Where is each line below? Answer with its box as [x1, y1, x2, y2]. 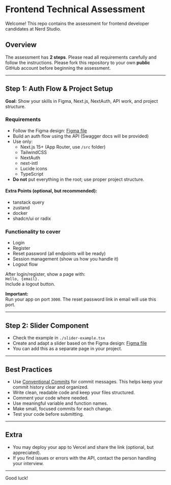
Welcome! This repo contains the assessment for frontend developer [5, 20, 150, 26]
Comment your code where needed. [12, 394, 89, 401]
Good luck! [5, 475, 28, 481]
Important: [5, 291, 28, 297]
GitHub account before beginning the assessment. [5, 65, 111, 71]
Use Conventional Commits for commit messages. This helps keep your [12, 378, 163, 385]
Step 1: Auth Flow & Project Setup [5, 84, 113, 93]
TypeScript [20, 170, 44, 177]
